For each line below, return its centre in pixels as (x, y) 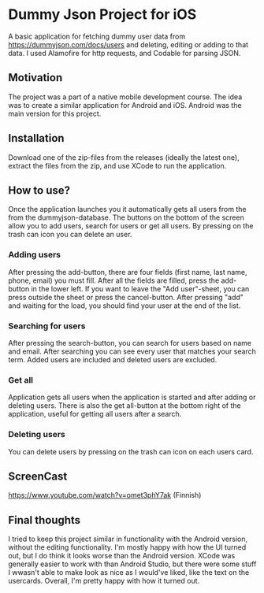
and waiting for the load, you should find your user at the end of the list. (125, 306)
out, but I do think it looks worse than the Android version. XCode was (122, 556)
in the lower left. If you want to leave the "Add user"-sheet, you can (140, 288)
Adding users (35, 255)
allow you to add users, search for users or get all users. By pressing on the (131, 226)
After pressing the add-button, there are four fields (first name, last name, (128, 272)
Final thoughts (45, 520)
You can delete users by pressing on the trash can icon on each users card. (131, 451)
